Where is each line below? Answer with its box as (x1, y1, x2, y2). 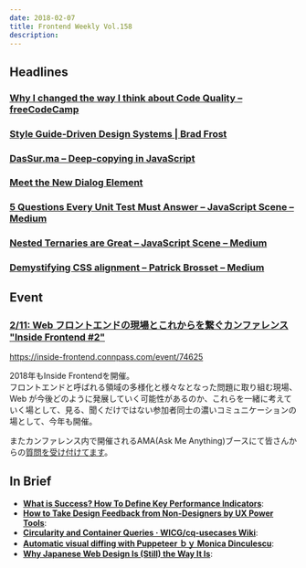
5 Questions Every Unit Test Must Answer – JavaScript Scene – (9, 201, 294, 214)
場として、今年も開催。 (9, 415, 98, 426)
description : (9, 30, 59, 39)
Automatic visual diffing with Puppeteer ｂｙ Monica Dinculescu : (22, 538, 275, 549)
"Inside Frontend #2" (9, 331, 105, 343)
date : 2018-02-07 (9, 13, 76, 23)
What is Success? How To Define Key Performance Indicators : (22, 498, 265, 509)
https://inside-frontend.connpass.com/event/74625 (9, 351, 204, 362)
